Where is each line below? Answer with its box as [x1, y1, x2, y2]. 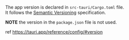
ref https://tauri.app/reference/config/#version [5, 29, 103, 34]
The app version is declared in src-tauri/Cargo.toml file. [5, 4, 124, 10]
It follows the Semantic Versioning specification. [5, 9, 106, 15]
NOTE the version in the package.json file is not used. [5, 19, 117, 25]
